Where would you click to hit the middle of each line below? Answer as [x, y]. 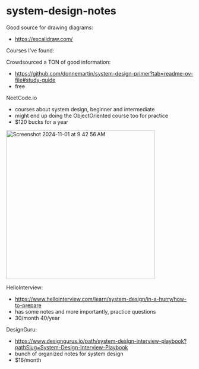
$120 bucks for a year [41, 122]
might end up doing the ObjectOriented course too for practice [91, 115]
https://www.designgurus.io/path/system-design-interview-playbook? [101, 341]
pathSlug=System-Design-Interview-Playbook [71, 347]
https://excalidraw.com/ [44, 39]
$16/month [28, 360]
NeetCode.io [22, 98]
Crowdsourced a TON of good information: [59, 62]
